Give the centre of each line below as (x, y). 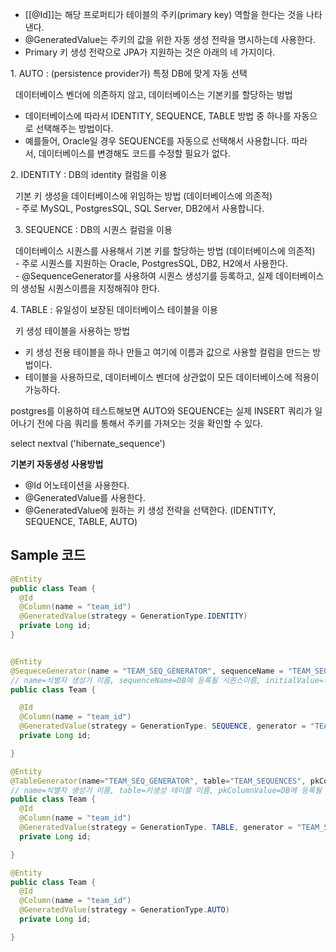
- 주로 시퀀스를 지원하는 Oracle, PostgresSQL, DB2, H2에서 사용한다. (151, 263)
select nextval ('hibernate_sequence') (88, 443)
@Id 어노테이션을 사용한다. (77, 485)
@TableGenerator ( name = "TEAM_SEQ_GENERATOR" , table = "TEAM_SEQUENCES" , (158, 781)
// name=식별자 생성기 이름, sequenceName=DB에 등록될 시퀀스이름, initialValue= (167, 680)
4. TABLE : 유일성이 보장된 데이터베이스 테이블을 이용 (114, 309)
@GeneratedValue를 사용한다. (85, 497)
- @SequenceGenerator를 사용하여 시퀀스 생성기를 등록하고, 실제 (144, 276)
